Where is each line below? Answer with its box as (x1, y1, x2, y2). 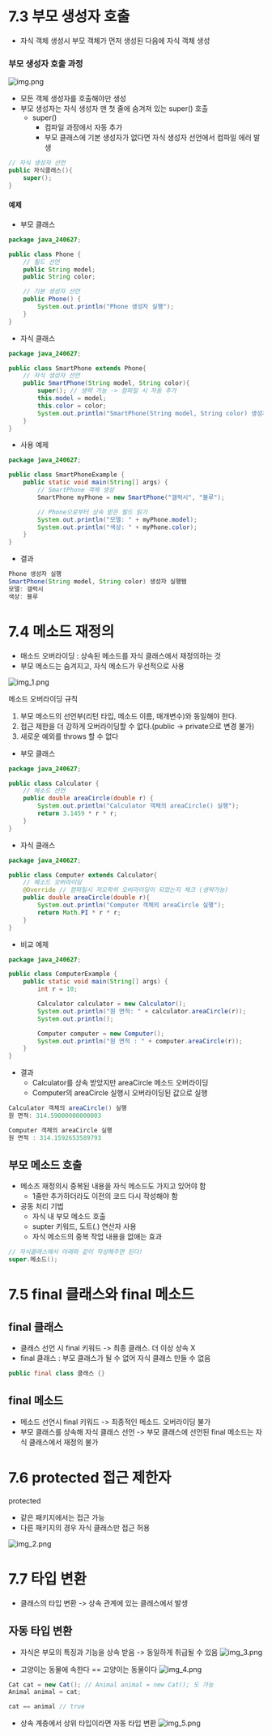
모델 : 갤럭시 (8, 585, 45, 593)
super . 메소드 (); (8, 1256, 58, 1264)
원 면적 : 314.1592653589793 (8, 1133, 102, 1142)
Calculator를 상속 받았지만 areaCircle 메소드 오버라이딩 (32, 1078, 209, 1088)
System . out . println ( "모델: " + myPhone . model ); (37, 515, 198, 523)
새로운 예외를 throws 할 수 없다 (19, 731, 119, 741)
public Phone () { (23, 295, 82, 304)
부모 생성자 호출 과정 (8, 58, 83, 69)
